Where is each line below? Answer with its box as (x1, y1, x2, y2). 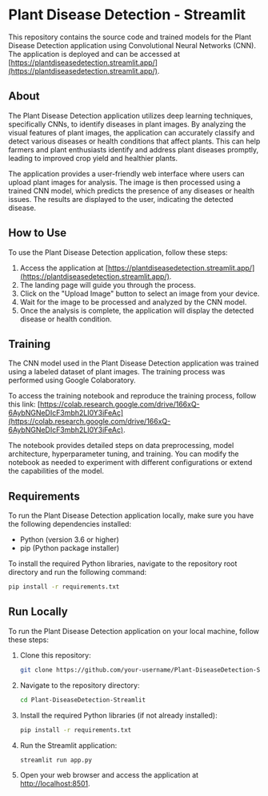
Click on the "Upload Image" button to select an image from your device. (19, 289, 260, 298)
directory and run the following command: (8, 568, 147, 577)
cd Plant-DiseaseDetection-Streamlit (19, 696, 146, 704)
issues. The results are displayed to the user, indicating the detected (8, 194, 234, 204)
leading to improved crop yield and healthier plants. (8, 153, 178, 163)
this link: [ (8, 399, 41, 410)
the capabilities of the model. (8, 467, 105, 476)
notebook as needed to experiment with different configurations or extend (8, 458, 253, 467)
